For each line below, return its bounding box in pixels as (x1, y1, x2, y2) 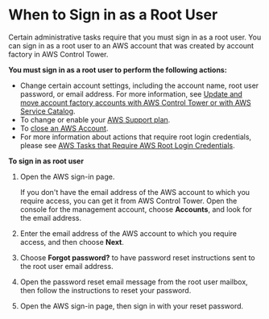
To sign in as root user (8, 155, 85, 166)
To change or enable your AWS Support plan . (19, 114, 171, 124)
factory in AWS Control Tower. (8, 49, 109, 59)
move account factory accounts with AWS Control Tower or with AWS (19, 97, 251, 107)
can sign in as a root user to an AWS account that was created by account (8, 40, 255, 50)
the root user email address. (19, 261, 114, 271)
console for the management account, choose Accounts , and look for (19, 204, 252, 214)
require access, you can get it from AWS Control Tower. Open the (19, 196, 238, 205)
